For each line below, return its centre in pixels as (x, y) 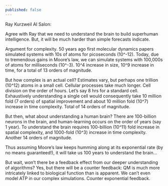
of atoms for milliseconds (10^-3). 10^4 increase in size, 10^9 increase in (79, 65)
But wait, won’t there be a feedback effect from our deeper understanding (81, 162)
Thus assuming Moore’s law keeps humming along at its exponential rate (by (84, 147)
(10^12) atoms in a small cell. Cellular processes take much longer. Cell (78, 85)
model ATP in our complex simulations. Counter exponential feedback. (78, 178)
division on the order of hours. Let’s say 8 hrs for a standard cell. (72, 90)
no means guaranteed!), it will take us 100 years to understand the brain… (81, 152)
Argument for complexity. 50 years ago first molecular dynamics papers (79, 49)
